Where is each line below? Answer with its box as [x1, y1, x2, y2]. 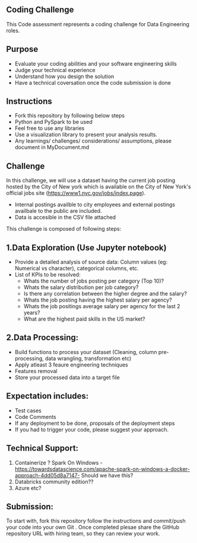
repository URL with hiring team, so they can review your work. [6, 530, 160, 537]
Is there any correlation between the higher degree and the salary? [23, 290, 187, 297]
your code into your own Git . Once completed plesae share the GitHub [6, 524, 180, 531]
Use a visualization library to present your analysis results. [14, 131, 158, 138]
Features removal [14, 367, 58, 374]
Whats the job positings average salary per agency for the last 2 [23, 303, 180, 310]
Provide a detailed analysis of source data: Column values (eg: [14, 259, 168, 266]
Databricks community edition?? [14, 478, 94, 485]
